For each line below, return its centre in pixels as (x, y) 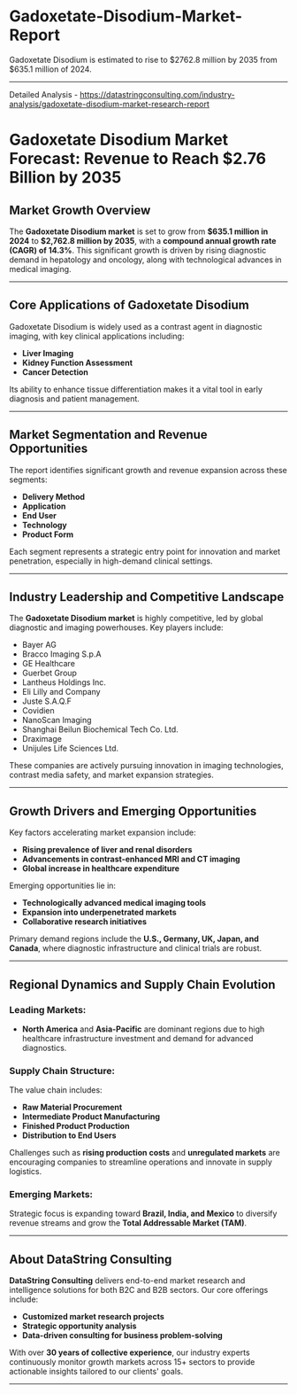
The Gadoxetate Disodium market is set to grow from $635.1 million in (139, 231)
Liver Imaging (48, 353)
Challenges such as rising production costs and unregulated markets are (145, 1153)
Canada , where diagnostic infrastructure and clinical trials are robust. (136, 948)
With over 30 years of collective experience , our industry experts (129, 1352)
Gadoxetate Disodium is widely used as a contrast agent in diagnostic (136, 326)
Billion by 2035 (65, 178)
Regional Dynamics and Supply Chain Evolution (142, 984)
